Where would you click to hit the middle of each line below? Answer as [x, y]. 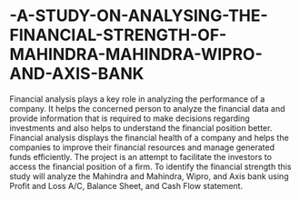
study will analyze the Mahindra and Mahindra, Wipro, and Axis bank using [149, 176]
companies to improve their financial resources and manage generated [142, 147]
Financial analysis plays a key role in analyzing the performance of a [137, 99]
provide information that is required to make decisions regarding [130, 118]
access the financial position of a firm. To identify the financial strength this [150, 166]
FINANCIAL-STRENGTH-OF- [118, 35]
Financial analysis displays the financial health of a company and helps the [149, 137]
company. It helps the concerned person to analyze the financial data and [147, 108]
